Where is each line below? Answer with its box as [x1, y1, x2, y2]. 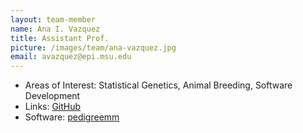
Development [24, 90, 81, 102]
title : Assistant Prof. [10, 33, 110, 43]
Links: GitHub [24, 101, 82, 113]
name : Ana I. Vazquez [10, 24, 101, 34]
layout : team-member [10, 14, 97, 25]
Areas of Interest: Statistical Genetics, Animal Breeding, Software [24, 79, 293, 91]
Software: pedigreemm [24, 111, 120, 123]
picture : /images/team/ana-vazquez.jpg [10, 42, 177, 53]
